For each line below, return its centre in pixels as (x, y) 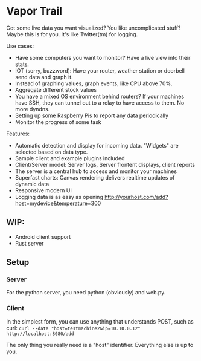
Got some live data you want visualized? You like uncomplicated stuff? (94, 28)
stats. (22, 64)
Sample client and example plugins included (70, 158)
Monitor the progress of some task (58, 122)
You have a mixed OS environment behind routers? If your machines (100, 96)
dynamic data (32, 184)
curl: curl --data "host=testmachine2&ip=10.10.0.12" (73, 328)
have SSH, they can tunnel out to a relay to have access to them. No (100, 102)
